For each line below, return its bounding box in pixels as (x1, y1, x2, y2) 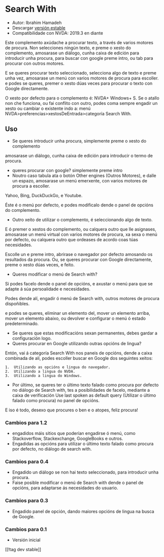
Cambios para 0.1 (5, 526, 47, 532)
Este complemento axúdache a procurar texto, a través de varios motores (5, 39, 153, 45)
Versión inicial (12, 537, 41, 543)
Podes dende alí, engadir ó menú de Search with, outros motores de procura (5, 295, 160, 301)
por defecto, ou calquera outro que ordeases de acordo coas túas (5, 236, 139, 242)
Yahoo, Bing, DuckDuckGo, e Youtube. (5, 192, 83, 198)
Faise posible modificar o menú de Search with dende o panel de (12, 480, 143, 486)
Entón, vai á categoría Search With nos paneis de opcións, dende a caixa (5, 350, 153, 356)
